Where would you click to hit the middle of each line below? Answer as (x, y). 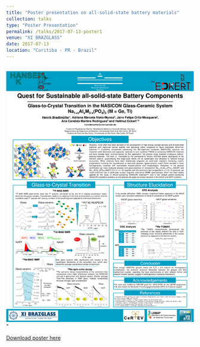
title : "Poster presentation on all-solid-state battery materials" (93, 13)
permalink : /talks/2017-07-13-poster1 (54, 32)
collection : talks (29, 19)
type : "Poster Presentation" (42, 25)
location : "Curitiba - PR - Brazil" (51, 51)
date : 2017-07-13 (28, 44)
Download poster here (34, 337)
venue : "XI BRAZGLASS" (34, 38)
